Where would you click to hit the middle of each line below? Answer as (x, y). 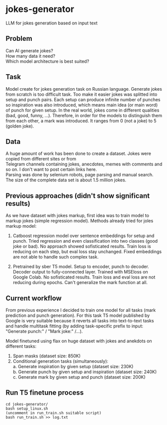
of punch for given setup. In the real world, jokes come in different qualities (83, 110)
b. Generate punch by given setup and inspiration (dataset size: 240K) (85, 372)
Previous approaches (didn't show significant (78, 196)
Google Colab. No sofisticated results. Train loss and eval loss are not (84, 277)
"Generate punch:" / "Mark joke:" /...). (44, 331)
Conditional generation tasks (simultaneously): (60, 361)
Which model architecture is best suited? (47, 61)
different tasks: (21, 346)
